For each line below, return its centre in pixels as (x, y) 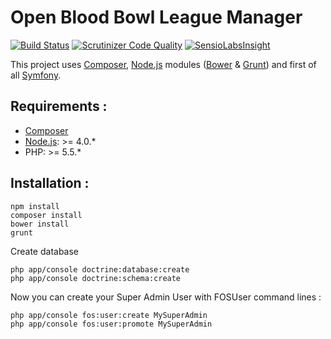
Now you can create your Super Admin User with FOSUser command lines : (166, 297)
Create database (45, 251)
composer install (46, 215)
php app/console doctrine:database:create (100, 269)
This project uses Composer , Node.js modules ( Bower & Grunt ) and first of (163, 64)
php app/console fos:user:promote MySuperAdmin (111, 324)
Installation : (50, 183)
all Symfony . (36, 75)
